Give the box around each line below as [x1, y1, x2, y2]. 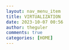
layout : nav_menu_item [6, 8, 61, 14]
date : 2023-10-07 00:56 [6, 19, 64, 25]
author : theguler [6, 24, 48, 30]
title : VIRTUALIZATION [6, 14, 61, 20]
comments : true [6, 30, 43, 36]
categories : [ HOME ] [6, 35, 53, 41]
